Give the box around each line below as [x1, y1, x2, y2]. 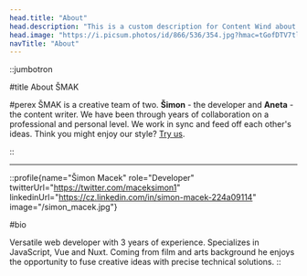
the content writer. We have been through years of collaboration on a [9, 109, 270, 120]
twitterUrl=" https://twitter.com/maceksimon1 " [9, 182, 181, 193]
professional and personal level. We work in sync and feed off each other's [9, 119, 292, 130]
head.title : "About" [9, 13, 89, 23]
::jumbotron [9, 64, 53, 75]
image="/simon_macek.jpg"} [9, 202, 118, 213]
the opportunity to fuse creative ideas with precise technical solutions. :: [9, 257, 281, 268]
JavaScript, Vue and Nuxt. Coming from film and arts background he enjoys [9, 247, 295, 258]
